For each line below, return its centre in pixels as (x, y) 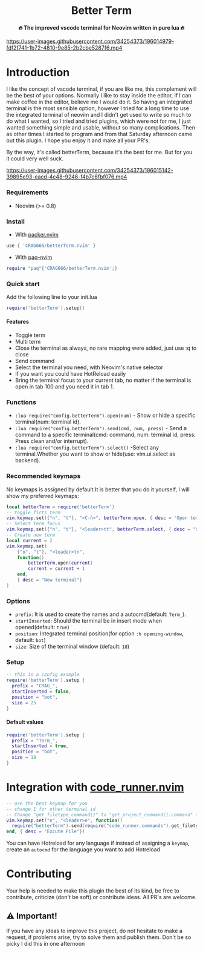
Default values (25, 722)
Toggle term (30, 335)
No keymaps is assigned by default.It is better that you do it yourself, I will (98, 489)
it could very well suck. (35, 159)
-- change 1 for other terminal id (51, 809)
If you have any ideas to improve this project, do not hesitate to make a (95, 931)
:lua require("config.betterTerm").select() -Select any (87, 448)
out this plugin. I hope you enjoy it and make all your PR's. (78, 140)
